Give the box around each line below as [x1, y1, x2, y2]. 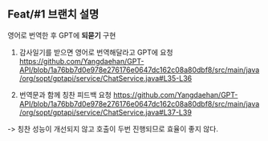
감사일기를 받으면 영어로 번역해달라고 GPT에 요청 [18, 47, 173, 57]
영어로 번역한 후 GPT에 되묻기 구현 [7, 30, 116, 40]
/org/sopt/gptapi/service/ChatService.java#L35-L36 [18, 73, 193, 83]
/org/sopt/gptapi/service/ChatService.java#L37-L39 [18, 107, 192, 117]
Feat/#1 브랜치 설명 [7, 7, 99, 22]
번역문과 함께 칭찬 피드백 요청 [18, 90, 112, 99]
